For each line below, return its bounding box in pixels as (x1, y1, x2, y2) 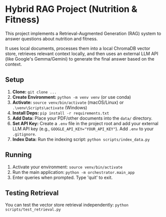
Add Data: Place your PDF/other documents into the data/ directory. (12, 115, 153, 121)
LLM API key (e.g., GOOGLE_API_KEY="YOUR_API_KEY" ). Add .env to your (12, 126, 154, 132)
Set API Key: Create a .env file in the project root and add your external (12, 120, 159, 126)
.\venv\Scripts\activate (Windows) (12, 104, 87, 110)
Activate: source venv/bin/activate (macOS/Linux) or (12, 99, 124, 105)
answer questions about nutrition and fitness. (5, 36, 98, 42)
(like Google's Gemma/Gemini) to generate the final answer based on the (5, 56, 155, 62)
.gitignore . (12, 131, 36, 137)
